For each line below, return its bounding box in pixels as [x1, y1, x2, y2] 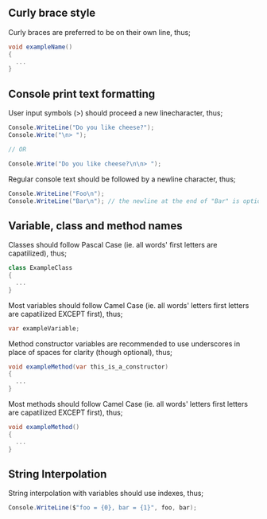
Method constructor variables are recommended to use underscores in [8, 338, 241, 349]
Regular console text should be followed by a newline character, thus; [8, 174, 236, 184]
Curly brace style [8, 6, 96, 20]
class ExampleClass [8, 264, 73, 272]
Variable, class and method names [8, 219, 183, 232]
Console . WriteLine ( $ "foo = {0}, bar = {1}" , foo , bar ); [8, 504, 197, 512]
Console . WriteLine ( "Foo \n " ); [8, 189, 105, 197]
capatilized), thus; [8, 248, 68, 258]
